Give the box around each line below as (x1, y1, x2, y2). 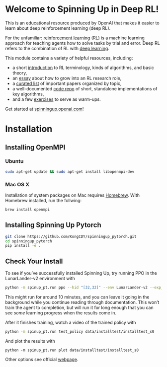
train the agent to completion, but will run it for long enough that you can (5, 304, 154, 310)
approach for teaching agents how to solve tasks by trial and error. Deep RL (5, 40, 160, 46)
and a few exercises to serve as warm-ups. (12, 96, 101, 102)
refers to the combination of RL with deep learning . (5, 45, 109, 51)
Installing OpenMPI (5, 143, 66, 151)
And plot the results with (5, 338, 56, 344)
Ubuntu (5, 158, 24, 165)
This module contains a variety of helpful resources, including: (5, 55, 133, 61)
